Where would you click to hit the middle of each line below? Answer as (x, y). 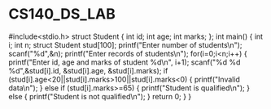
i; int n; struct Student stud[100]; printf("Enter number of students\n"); (125, 44)
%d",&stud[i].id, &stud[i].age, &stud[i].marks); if (88, 70)
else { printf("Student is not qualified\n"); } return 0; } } (100, 96)
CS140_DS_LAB (62, 14)
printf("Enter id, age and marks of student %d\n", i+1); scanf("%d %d (125, 62)
